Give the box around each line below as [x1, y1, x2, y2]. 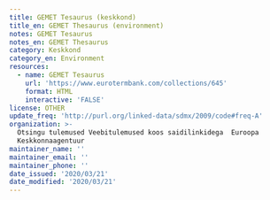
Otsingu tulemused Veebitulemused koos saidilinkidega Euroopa [17, 128, 259, 137]
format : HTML [25, 87, 73, 96]
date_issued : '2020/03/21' [9, 169, 109, 178]
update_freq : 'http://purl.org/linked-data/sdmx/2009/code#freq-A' [9, 112, 264, 120]
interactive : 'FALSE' [25, 95, 104, 104]
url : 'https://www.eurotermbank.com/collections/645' [25, 79, 228, 88]
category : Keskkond [9, 46, 81, 55]
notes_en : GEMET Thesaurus [9, 37, 109, 47]
